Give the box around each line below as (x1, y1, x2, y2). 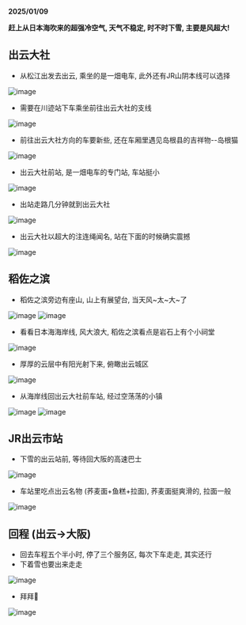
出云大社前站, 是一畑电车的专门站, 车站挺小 (19, 167, 160, 176)
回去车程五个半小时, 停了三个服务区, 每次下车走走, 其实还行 (19, 550, 212, 559)
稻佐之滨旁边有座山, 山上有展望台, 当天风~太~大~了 (19, 294, 187, 304)
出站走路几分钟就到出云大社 (19, 199, 111, 209)
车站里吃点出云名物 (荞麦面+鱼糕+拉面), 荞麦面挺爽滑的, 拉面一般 (19, 487, 232, 496)
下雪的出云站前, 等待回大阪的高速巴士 (19, 454, 142, 464)
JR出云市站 (8, 432, 63, 445)
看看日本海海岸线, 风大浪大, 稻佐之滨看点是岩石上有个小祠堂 (19, 327, 215, 336)
